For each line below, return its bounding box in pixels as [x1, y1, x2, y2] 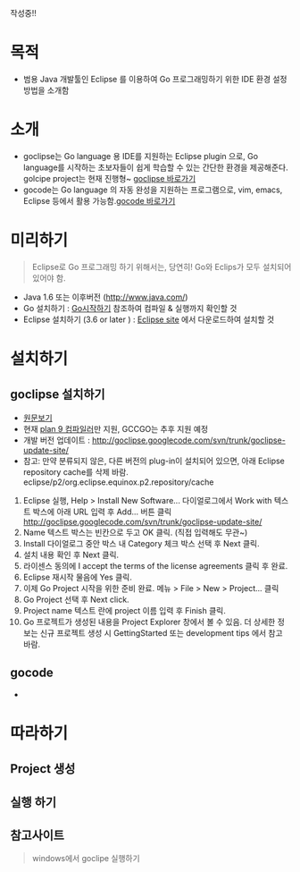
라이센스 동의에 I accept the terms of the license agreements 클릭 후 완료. [22, 560, 288, 571]
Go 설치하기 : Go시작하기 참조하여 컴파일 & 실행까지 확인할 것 [22, 302, 237, 313]
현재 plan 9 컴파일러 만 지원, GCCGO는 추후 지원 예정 [22, 423, 209, 434]
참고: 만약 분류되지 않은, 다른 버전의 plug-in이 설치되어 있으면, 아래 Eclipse [22, 455, 285, 466]
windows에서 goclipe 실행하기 [31, 853, 141, 864]
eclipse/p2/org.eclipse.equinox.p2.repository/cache [22, 477, 214, 487]
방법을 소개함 [22, 84, 70, 96]
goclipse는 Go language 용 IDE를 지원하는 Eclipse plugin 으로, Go [22, 150, 258, 161]
